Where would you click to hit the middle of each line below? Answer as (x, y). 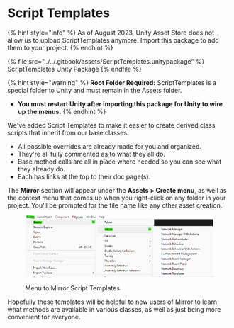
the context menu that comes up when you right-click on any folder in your (117, 198)
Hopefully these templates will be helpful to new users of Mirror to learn (112, 302)
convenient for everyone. (44, 317)
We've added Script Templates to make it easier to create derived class (111, 125)
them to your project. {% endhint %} (60, 47)
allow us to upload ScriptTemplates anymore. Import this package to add (113, 40)
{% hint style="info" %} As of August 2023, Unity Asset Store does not (111, 33)
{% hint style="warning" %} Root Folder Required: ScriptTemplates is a (112, 82)
